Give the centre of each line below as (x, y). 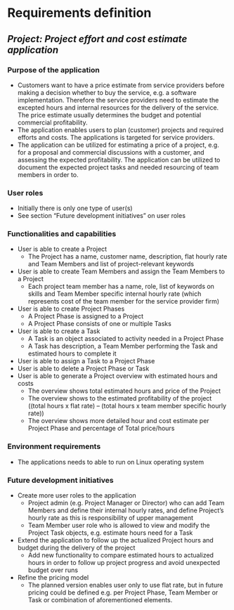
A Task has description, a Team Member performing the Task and (123, 346)
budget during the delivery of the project (76, 548)
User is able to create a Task (59, 331)
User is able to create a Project (62, 249)
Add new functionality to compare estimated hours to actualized (121, 555)
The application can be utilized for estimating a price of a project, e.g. (118, 145)
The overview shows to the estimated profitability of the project (120, 398)
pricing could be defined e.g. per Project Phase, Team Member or (123, 592)
